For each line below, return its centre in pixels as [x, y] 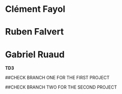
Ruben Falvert [35, 32]
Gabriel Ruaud [35, 54]
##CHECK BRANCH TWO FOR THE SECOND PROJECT [61, 87]
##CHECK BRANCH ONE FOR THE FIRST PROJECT [57, 78]
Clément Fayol [35, 9]
